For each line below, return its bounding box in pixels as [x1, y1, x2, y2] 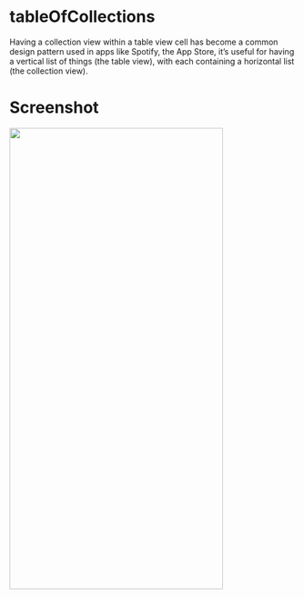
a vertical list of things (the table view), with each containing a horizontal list [9, 55, 295, 66]
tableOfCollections [9, 6, 156, 27]
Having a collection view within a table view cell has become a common [9, 36, 279, 47]
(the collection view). [9, 65, 88, 76]
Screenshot [9, 97, 99, 118]
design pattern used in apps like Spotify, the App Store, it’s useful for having [9, 45, 295, 56]
